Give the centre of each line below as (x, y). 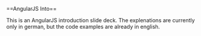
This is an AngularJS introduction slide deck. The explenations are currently (100, 20)
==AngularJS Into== (31, 9)
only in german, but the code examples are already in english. (83, 27)
